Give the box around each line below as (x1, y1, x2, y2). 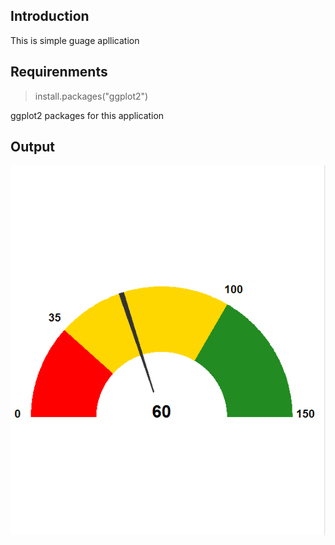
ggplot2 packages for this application (10, 109, 165, 121)
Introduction (10, 8, 90, 25)
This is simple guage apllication (10, 34, 140, 46)
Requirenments (10, 64, 108, 81)
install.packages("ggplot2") (34, 90, 149, 102)
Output (10, 139, 55, 156)
